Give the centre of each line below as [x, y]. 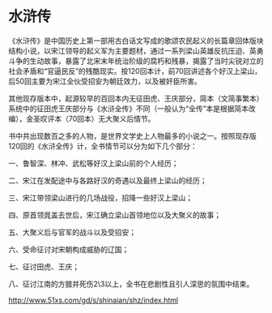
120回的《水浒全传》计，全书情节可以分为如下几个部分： [103, 146]
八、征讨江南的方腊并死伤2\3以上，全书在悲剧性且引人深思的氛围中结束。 [131, 284]
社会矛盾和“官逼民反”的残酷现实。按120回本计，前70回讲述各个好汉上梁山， [135, 71]
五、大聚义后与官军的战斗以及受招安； [72, 232]
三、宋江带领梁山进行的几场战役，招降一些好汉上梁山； [100, 197]
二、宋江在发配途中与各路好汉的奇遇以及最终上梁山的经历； [108, 180]
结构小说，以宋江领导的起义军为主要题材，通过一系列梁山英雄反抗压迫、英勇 [136, 50]
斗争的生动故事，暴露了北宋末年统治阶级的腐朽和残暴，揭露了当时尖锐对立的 [136, 61]
